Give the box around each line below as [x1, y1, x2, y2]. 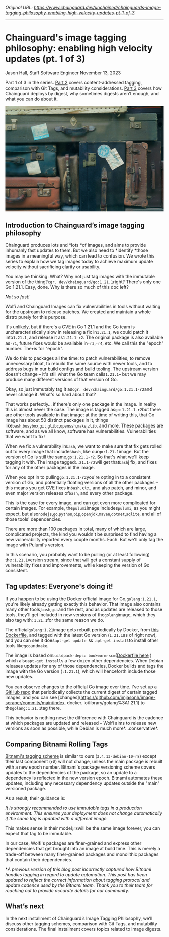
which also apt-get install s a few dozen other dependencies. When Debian [5, 658, 163, 664]
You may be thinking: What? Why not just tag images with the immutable [5, 274, 155, 280]
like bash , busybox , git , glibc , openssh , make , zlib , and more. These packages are [5, 422, 163, 429]
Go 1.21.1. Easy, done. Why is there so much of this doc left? [5, 284, 129, 290]
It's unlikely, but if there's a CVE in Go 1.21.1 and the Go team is [5, 324, 135, 330]
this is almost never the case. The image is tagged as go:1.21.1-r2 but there [5, 407, 161, 413]
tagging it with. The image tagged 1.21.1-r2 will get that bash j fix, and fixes [5, 459, 157, 465]
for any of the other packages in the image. [5, 465, 95, 471]
